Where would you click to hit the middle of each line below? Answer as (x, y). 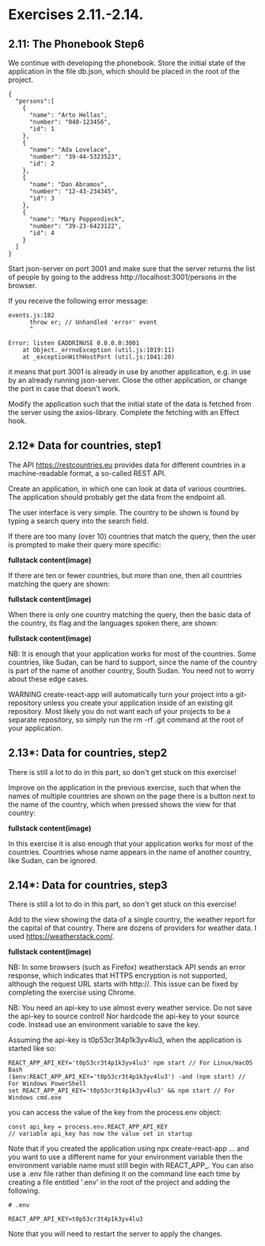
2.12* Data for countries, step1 (85, 446)
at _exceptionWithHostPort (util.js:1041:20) (99, 357)
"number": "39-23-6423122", (76, 226)
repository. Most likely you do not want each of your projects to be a (119, 711)
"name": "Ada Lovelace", (70, 150)
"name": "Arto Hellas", (68, 115)
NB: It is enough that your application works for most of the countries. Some (132, 654)
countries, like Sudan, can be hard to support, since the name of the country (132, 662)
